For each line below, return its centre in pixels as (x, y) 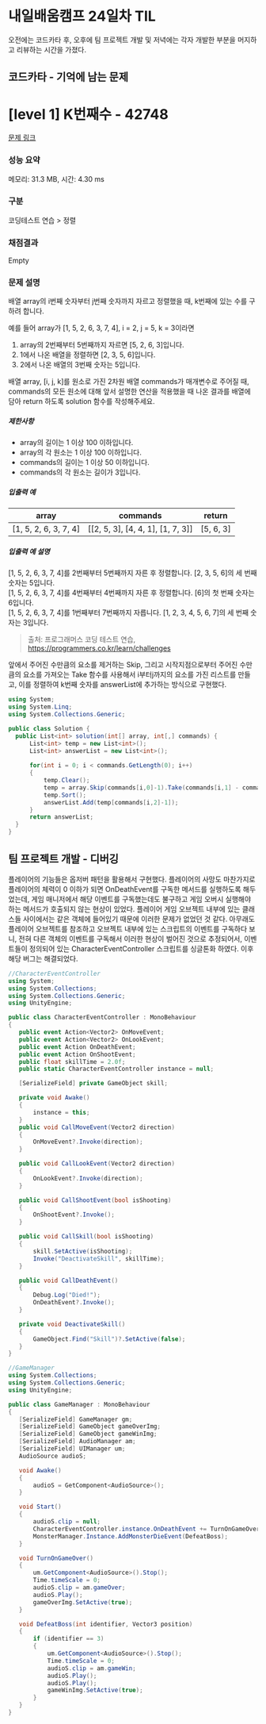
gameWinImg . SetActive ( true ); (95, 1691)
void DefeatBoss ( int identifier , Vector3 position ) (106, 1624)
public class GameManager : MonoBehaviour (79, 1404)
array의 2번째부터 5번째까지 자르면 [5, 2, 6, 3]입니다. (102, 345)
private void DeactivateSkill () (72, 1324)
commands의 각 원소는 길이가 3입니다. (80, 472)
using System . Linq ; (40, 707)
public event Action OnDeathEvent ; (77, 1047)
